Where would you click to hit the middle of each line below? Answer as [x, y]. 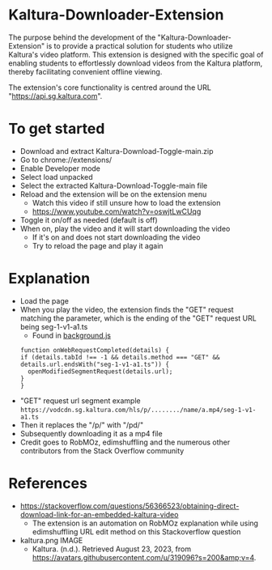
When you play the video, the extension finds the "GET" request [127, 309]
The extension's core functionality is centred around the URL [110, 87]
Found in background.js [72, 335]
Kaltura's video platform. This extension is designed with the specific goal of [136, 54]
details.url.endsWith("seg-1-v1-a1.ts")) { [95, 364]
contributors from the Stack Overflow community [102, 450]
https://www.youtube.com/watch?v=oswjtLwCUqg [117, 211]
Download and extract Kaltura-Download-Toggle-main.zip [117, 151]
